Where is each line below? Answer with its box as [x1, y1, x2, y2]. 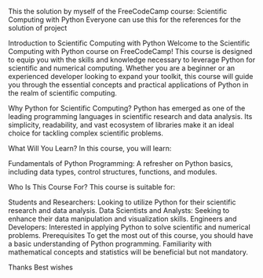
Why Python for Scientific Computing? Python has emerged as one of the [8, 103, 246, 113]
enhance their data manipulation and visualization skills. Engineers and [8, 215, 237, 223]
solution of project [8, 23, 68, 32]
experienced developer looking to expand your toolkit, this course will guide [8, 72, 254, 81]
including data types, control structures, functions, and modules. [8, 168, 217, 176]
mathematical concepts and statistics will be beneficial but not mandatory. [8, 247, 249, 257]
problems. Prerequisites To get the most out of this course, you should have [8, 231, 254, 240]
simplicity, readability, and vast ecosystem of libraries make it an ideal [8, 121, 234, 129]
